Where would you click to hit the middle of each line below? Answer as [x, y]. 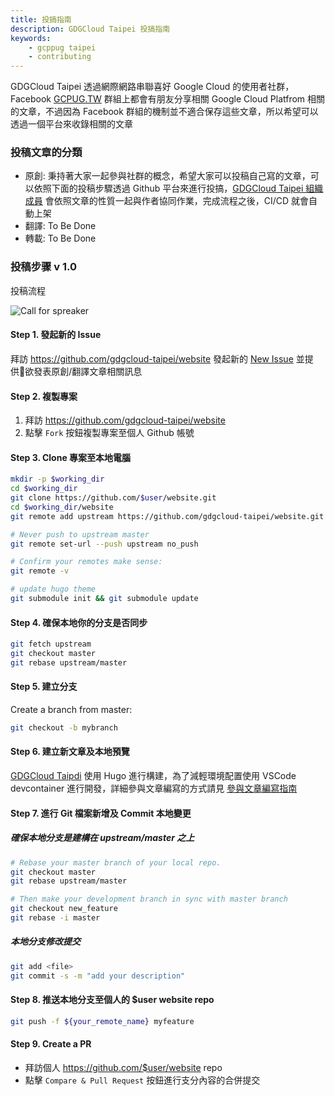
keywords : [31, 38]
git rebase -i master [55, 918]
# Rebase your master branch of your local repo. [116, 862]
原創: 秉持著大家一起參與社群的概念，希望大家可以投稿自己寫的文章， [167, 176]
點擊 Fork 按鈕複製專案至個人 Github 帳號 [109, 433]
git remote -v [40, 571]
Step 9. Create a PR [51, 1044]
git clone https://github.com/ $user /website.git [113, 498]
